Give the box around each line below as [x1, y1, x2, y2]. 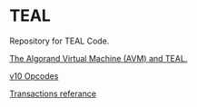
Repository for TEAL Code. [9, 35, 110, 46]
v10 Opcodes [9, 70, 59, 82]
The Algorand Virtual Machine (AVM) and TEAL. [9, 53, 188, 63]
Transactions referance [9, 88, 97, 99]
